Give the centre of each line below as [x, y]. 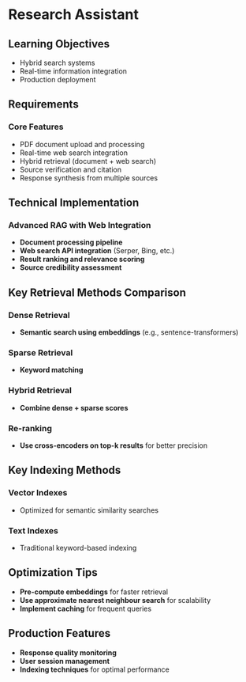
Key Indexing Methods [65, 470]
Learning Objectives [59, 44]
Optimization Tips [53, 572]
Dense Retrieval [39, 315]
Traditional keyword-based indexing [78, 547]
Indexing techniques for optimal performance [94, 669]
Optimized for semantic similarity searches [89, 510]
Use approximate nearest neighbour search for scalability [115, 600]
